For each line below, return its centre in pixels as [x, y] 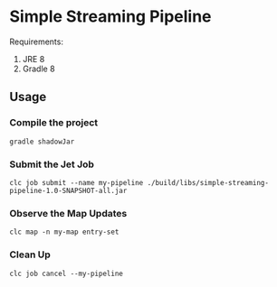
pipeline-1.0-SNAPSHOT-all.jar [68, 190]
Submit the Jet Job [52, 164]
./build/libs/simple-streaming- [208, 182]
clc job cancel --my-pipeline [67, 273]
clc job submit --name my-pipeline [76, 182]
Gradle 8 [39, 69]
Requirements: [36, 42]
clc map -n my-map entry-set [64, 232]
